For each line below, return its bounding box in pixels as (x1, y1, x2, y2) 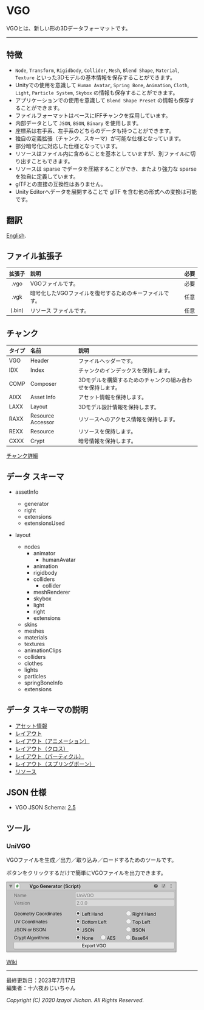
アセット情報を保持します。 (78, 394, 148, 401)
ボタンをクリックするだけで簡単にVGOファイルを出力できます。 (6, 869, 166, 877)
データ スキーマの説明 (6, 705, 88, 715)
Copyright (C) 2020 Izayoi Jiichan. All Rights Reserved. (6, 997, 144, 1004)
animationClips (24, 647, 62, 654)
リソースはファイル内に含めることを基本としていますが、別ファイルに (15, 150, 191, 157)
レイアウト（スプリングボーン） (15, 760, 95, 767)
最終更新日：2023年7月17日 (6, 976, 76, 984)
